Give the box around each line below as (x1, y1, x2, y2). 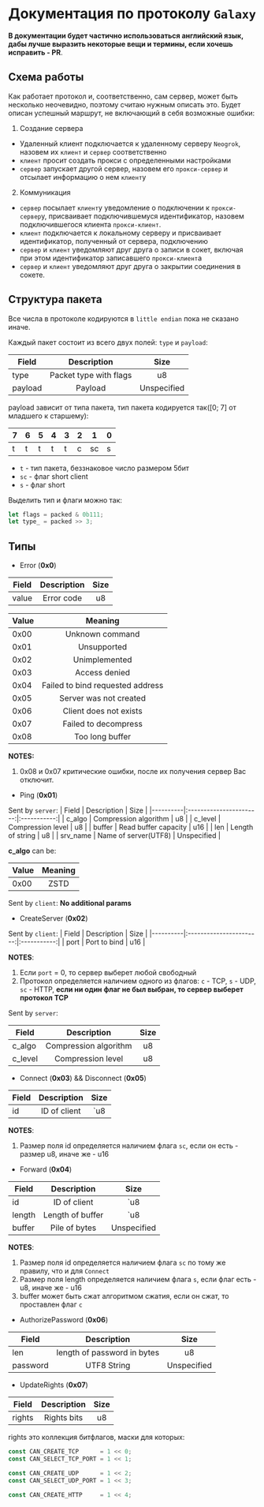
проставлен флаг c (19, 1299, 83, 1310)
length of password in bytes (56, 1347, 160, 1358)
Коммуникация (19, 187, 71, 197)
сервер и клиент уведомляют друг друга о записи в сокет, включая (19, 245, 244, 254)
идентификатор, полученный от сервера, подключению (19, 236, 209, 245)
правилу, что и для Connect (19, 1266, 110, 1276)
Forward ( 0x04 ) (19, 1165, 73, 1174)
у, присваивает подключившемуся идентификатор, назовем (40, 211, 244, 221)
